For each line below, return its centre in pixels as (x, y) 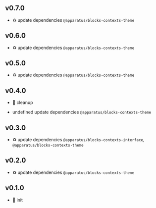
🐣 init (18, 200)
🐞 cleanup (23, 103)
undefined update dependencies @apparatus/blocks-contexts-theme (82, 112)
